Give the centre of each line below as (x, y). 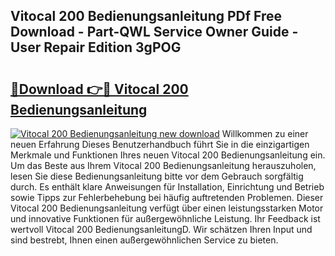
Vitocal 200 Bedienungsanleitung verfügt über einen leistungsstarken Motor (167, 208)
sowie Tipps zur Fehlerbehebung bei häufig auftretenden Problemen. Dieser (167, 197)
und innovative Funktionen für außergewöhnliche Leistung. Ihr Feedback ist (165, 218)
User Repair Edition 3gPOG (96, 47)
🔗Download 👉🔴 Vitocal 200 (99, 89)
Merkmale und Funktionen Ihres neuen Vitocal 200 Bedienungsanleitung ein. (168, 155)
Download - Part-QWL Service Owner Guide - (154, 32)
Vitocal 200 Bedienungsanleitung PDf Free (146, 16)
